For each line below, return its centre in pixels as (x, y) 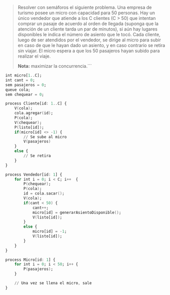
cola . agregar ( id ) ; (34, 113)
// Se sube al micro (45, 137)
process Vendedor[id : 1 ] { (34, 175)
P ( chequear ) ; (37, 184)
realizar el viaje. (34, 56)
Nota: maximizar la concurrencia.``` (55, 66)
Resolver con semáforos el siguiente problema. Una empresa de (85, 7)
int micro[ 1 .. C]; (24, 76)
